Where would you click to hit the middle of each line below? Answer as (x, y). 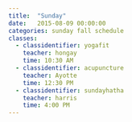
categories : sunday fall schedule (66, 31)
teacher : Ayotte (50, 75)
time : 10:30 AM (48, 61)
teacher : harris (50, 98)
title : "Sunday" (37, 16)
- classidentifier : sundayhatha (70, 90)
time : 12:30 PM (48, 83)
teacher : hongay (50, 53)
